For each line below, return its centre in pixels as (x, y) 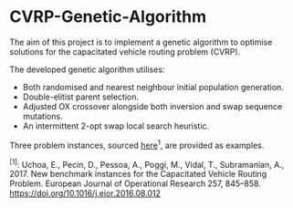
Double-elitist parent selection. (81, 97)
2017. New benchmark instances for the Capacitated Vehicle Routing (138, 174)
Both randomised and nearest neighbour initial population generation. (153, 87)
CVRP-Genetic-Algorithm (108, 17)
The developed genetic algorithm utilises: (87, 69)
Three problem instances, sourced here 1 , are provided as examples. (137, 144)
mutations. (42, 116)
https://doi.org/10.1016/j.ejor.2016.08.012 (85, 193)
